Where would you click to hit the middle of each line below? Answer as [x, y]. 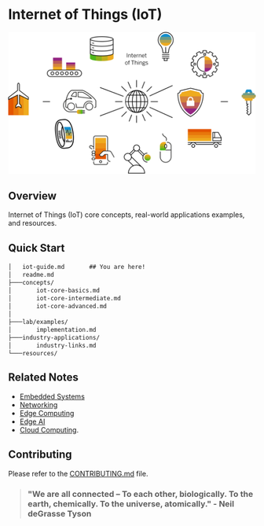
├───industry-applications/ [54, 337]
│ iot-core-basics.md [54, 290]
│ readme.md [31, 274]
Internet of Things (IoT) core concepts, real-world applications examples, [126, 215]
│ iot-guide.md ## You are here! [77, 267]
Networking [38, 405]
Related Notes [43, 378]
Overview [33, 195]
